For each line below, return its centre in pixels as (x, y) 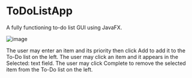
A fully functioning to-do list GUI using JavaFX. (64, 27)
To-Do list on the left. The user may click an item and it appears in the (92, 57)
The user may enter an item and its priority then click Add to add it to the (96, 50)
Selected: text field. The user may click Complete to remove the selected (96, 63)
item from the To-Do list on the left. (49, 69)
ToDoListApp (40, 11)
